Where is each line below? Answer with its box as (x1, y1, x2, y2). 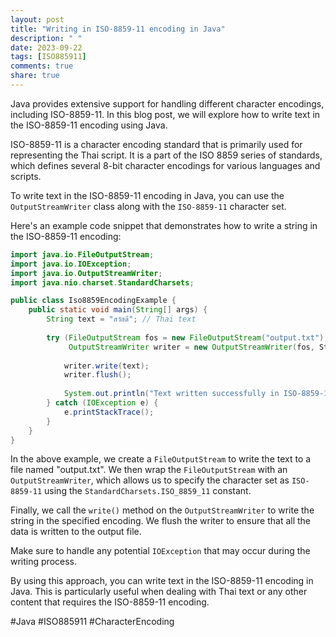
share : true (10, 71, 60, 81)
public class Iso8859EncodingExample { (10, 296, 177, 306)
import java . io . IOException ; (10, 259, 132, 269)
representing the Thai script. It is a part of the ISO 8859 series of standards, (10, 149, 323, 161)
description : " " (10, 33, 83, 43)
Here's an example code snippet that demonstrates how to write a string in (10, 219, 318, 231)
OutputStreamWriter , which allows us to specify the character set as (10, 474, 290, 486)
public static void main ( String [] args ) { (28, 305, 208, 315)
